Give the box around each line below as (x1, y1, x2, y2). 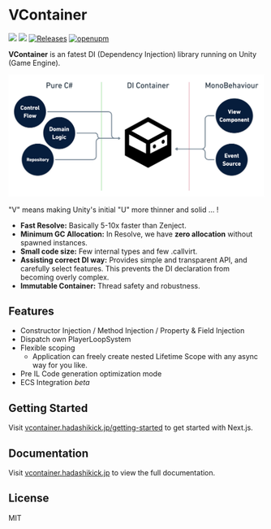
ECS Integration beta (19, 378, 90, 388)
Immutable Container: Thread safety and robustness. (19, 280, 200, 290)
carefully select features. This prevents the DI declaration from (19, 263, 230, 273)
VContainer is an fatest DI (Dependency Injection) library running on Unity (8, 49, 257, 59)
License (8, 492, 49, 505)
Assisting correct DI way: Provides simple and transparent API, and (19, 254, 247, 265)
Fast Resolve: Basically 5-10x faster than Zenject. (19, 220, 187, 230)
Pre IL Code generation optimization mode (19, 369, 162, 379)
